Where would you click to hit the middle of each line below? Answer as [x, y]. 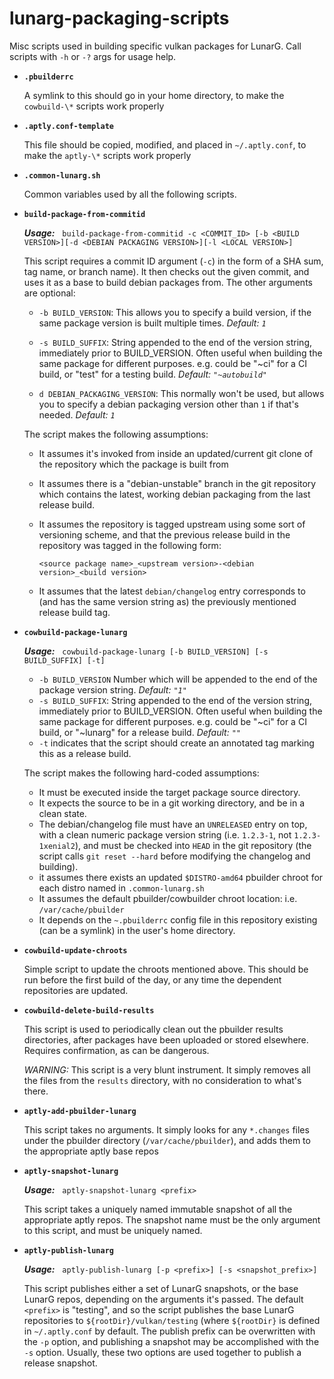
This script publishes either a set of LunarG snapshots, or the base [161, 1288]
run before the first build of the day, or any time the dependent [152, 979]
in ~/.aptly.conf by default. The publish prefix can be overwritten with [169, 1331]
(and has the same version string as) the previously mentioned [167, 601]
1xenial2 [57, 846]
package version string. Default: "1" [112, 689]
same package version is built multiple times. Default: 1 [152, 323]
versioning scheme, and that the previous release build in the [164, 534]
